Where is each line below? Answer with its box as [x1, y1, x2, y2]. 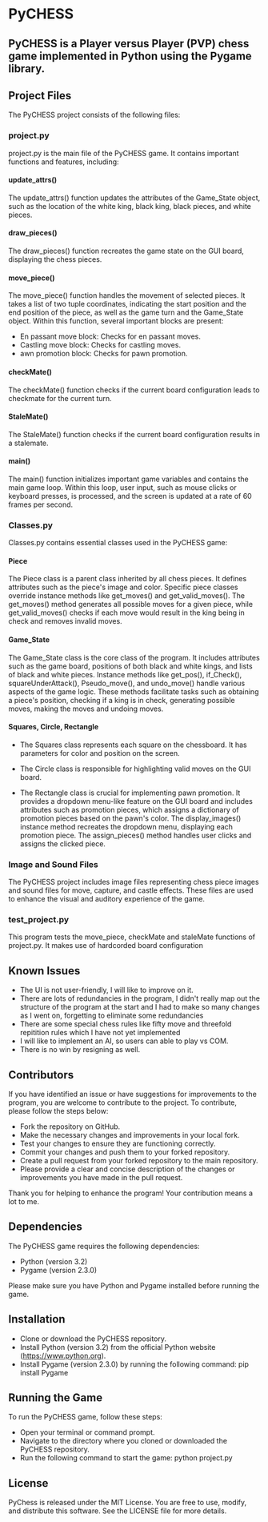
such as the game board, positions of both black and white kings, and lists [8, 661, 254, 671]
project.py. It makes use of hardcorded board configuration [8, 941, 204, 950]
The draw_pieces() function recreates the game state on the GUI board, [8, 246, 244, 256]
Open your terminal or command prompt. [19, 1428, 155, 1437]
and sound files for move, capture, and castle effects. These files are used [8, 885, 254, 895]
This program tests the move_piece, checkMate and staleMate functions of [8, 932, 256, 942]
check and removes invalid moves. [8, 616, 122, 626]
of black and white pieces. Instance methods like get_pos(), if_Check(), [8, 669, 242, 679]
